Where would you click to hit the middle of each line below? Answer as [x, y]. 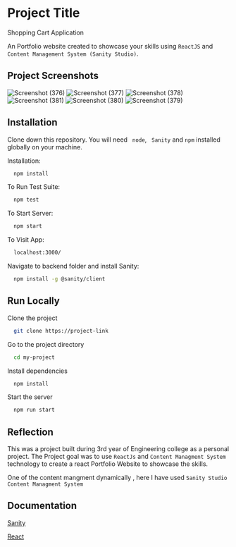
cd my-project [34, 357]
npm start [28, 226]
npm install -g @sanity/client [60, 279]
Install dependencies [38, 371]
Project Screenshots [53, 76]
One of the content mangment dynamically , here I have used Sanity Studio [117, 478]
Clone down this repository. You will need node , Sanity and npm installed [114, 140]
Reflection [31, 432]
